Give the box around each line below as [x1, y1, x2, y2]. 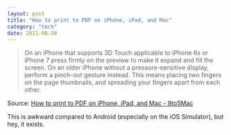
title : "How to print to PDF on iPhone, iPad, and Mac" [7, 17, 172, 24]
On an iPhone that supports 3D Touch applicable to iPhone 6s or [24, 49, 209, 57]
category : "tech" [7, 23, 58, 30]
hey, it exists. [7, 120, 45, 129]
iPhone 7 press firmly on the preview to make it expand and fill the [24, 56, 214, 65]
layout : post [7, 10, 45, 17]
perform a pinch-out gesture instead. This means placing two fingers [24, 71, 222, 79]
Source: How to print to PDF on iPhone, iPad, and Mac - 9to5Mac [7, 99, 194, 108]
